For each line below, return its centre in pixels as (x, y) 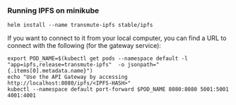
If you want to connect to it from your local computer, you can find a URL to (117, 38)
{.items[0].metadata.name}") (50, 71)
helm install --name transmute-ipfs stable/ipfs (80, 25)
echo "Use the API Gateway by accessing (68, 77)
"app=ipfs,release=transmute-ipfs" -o (66, 65)
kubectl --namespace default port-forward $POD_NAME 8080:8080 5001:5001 (118, 89)
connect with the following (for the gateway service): (84, 46)
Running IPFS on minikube (53, 11)
